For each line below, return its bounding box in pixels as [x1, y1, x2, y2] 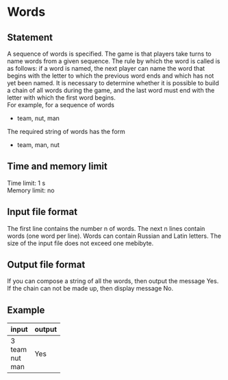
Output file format [7, 259, 86, 271]
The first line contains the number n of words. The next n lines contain [7, 224, 205, 232]
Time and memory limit [7, 161, 107, 172]
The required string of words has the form [7, 128, 125, 135]
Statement [7, 32, 53, 43]
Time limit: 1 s [7, 179, 46, 187]
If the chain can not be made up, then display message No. [7, 284, 173, 293]
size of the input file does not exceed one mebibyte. [7, 238, 154, 247]
